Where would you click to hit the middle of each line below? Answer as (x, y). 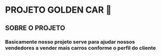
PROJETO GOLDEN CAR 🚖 (58, 10)
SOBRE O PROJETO (35, 28)
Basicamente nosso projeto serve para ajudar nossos (70, 42)
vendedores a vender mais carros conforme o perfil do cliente (80, 48)
